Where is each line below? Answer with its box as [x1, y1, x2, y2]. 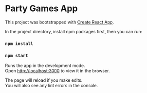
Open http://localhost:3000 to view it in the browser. [5, 68, 110, 74]
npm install [5, 41, 34, 46]
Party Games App [5, 3, 78, 14]
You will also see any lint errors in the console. [5, 83, 98, 89]
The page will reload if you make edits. [5, 77, 83, 83]
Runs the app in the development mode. [5, 63, 85, 69]
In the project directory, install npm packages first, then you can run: [5, 28, 143, 34]
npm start [5, 52, 28, 58]
